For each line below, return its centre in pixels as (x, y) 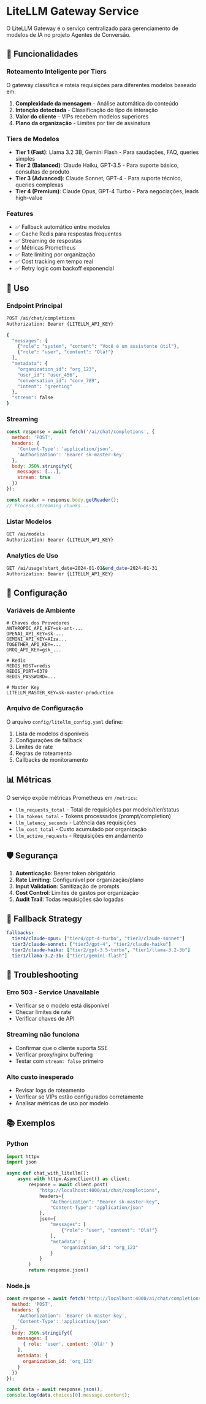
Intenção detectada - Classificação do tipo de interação (86, 110)
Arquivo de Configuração (45, 708)
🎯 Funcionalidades (42, 54)
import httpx (23, 1157)
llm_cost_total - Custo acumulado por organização (81, 829)
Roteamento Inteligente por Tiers (57, 72)
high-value (29, 198)
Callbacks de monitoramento (51, 759)
